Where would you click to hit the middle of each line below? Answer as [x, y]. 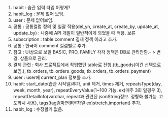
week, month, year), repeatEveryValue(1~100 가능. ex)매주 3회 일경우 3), [88, 90]
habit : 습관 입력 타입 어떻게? [42, 7]
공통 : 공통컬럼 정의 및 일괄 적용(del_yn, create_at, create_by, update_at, [86, 26]
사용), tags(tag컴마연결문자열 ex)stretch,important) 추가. [84, 103]
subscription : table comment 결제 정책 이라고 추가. [65, 39]
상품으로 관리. [33, 58]
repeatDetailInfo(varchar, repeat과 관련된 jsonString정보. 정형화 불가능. [85, 96]
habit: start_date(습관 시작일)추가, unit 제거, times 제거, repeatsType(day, [87, 84]
